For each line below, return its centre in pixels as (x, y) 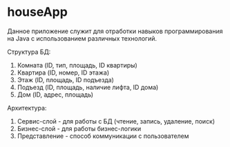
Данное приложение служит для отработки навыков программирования (115, 31)
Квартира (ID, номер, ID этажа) (63, 72)
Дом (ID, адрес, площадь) (55, 95)
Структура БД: (29, 52)
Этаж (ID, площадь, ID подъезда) (65, 79)
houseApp (37, 12)
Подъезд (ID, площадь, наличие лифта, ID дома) (88, 87)
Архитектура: (27, 108)
